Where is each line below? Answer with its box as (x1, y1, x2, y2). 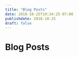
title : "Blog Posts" (5, 7, 48, 12)
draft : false (5, 20, 32, 26)
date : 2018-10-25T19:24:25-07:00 (5, 12, 74, 17)
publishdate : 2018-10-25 (5, 16, 56, 21)
